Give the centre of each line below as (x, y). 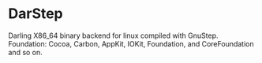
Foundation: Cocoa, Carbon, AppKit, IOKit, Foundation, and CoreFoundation (131, 43)
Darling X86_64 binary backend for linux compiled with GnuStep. (113, 35)
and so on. (26, 52)
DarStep (36, 14)
